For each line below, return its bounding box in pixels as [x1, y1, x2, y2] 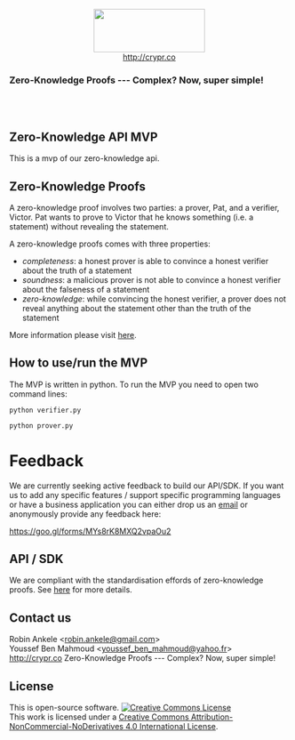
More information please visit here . [9, 329, 138, 340]
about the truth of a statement [21, 265, 132, 276]
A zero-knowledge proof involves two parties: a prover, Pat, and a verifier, [9, 202, 280, 213]
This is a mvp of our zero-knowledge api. [9, 153, 160, 164]
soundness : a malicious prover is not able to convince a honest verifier [21, 274, 282, 285]
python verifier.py [9, 406, 82, 414]
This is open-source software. [9, 703, 120, 713]
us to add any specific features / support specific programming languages [9, 489, 282, 500]
